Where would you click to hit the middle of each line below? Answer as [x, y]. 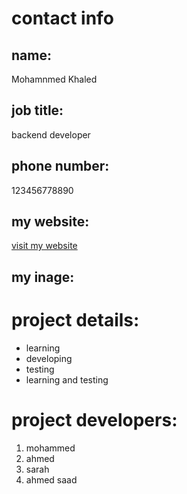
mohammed [50, 448]
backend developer [51, 134]
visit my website [44, 246]
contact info [62, 18]
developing [49, 358]
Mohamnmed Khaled [54, 79]
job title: [37, 110]
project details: [75, 320]
